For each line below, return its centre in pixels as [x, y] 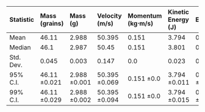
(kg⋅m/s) [141, 23]
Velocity [110, 16]
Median [20, 47]
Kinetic [178, 12]
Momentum [145, 16]
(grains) [52, 23]
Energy [178, 19]
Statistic [22, 19]
